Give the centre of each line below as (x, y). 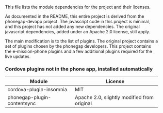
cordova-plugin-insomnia (37, 90)
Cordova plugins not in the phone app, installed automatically (79, 69)
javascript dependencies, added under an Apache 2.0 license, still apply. (78, 32)
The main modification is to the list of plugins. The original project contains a (81, 41)
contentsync (22, 103)
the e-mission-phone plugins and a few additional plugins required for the (79, 51)
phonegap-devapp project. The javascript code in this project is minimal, (78, 21)
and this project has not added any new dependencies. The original (72, 27)
